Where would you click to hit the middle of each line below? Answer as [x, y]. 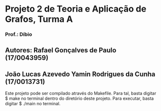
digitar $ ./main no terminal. [33, 104]
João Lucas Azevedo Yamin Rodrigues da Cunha [80, 74]
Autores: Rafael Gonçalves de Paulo [61, 50]
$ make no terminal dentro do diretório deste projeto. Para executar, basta [80, 98]
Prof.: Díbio [19, 34]
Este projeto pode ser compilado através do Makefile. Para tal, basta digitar [81, 94]
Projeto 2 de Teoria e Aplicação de [76, 9]
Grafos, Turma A [39, 19]
